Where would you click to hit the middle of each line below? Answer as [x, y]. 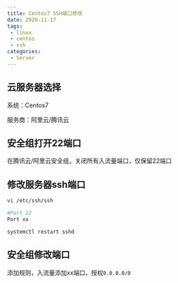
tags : [15, 26]
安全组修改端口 [39, 255]
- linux [21, 32]
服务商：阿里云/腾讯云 [38, 120]
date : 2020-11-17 [32, 20]
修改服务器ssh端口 [46, 184]
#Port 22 [19, 213]
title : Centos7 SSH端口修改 [45, 13]
